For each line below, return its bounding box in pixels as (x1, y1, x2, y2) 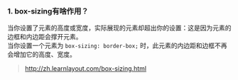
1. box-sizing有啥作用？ (7, 6, 89, 16)
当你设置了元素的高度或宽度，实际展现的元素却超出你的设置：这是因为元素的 (7, 23, 232, 33)
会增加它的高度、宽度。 (7, 50, 76, 59)
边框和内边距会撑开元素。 (7, 33, 82, 41)
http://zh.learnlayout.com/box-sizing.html (24, 64, 147, 73)
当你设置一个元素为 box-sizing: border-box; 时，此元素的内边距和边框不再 (7, 41, 227, 50)
